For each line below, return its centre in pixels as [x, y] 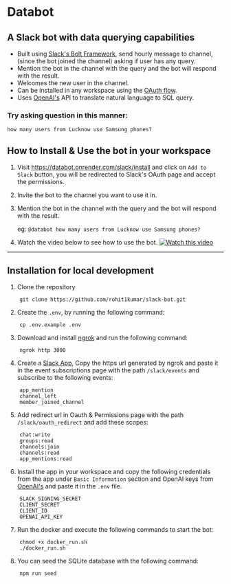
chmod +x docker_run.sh [54, 542]
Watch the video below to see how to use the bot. [87, 243]
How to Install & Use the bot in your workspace [109, 151]
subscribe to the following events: [65, 377]
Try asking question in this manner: [68, 115]
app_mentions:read [46, 459]
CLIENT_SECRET [40, 505]
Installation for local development [81, 270]
